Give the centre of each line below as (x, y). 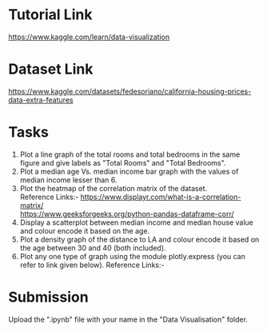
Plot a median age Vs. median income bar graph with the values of (129, 171)
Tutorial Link (50, 15)
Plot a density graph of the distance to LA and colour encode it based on (139, 239)
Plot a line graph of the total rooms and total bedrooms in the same (130, 154)
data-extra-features (41, 100)
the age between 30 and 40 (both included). (93, 248)
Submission (49, 297)
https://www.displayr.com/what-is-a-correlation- (161, 197)
